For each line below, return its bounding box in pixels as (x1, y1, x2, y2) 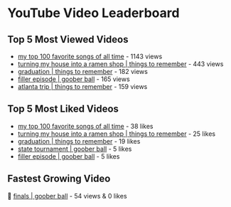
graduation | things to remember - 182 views (17, 68, 148, 75)
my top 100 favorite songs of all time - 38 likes (17, 122, 154, 130)
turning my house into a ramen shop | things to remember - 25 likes (17, 129, 215, 138)
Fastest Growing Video (7, 173, 111, 185)
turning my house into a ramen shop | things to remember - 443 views (17, 60, 224, 68)
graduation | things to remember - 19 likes (17, 137, 141, 145)
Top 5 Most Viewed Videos (7, 33, 129, 46)
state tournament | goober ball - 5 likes (17, 144, 132, 153)
